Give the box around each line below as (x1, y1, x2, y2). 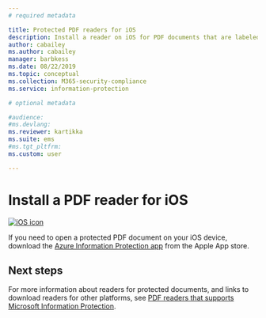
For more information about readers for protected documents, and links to (8, 285, 249, 294)
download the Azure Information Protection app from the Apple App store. (8, 240, 249, 250)
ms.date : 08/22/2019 (8, 62, 77, 71)
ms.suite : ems (8, 135, 55, 143)
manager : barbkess (8, 55, 69, 63)
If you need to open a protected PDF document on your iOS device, (8, 233, 228, 242)
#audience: (8, 113, 44, 121)
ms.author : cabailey (8, 48, 77, 56)
